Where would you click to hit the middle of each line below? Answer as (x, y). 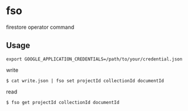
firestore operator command (40, 27)
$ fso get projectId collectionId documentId (63, 102)
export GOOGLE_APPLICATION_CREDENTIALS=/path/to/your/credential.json (94, 59)
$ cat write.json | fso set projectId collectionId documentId (85, 80)
